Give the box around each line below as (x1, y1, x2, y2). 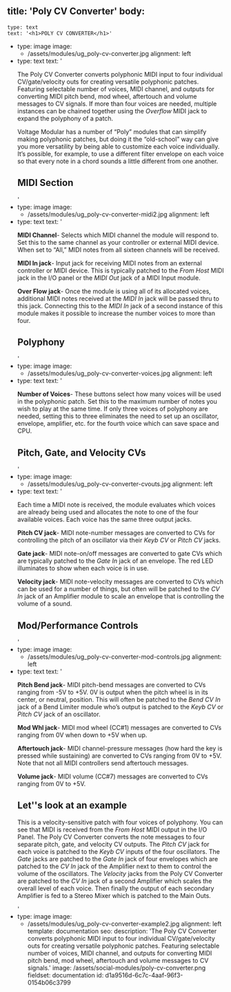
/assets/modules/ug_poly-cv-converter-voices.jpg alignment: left (27, 369, 212, 377)
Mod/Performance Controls (17, 619, 139, 631)
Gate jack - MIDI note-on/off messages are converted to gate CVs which (17, 550, 223, 558)
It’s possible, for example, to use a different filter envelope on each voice (17, 149, 224, 158)
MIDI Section (17, 177, 74, 189)
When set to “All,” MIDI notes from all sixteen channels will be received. (17, 245, 220, 254)
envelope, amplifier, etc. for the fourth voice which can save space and (17, 420, 219, 428)
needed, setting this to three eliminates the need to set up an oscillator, (17, 412, 219, 420)
